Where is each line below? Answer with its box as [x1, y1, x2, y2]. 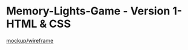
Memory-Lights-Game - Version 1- [6, 4, 183, 18]
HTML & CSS [6, 17, 71, 31]
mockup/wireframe [6, 37, 54, 44]
